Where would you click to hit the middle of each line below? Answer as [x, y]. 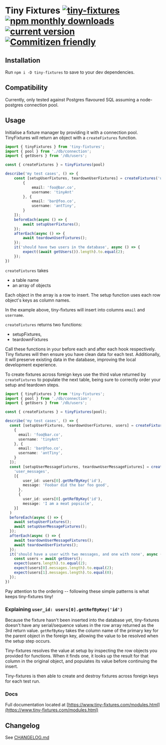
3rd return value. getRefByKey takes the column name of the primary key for [82, 630]
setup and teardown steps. [32, 385]
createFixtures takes [27, 270]
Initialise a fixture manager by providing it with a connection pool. [72, 132]
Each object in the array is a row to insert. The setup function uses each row [83, 295]
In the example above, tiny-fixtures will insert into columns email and [75, 309]
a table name [25, 280]
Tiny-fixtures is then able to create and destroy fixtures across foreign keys [82, 676]
